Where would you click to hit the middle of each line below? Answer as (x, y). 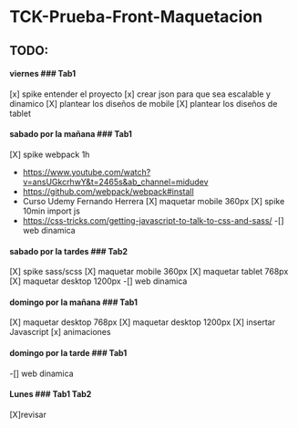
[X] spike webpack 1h (50, 154)
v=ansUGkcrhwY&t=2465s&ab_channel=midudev (115, 182)
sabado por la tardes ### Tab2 (69, 251)
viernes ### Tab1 (42, 74)
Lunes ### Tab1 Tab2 (51, 394)
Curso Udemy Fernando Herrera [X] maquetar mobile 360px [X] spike (154, 201)
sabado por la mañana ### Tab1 (71, 134)
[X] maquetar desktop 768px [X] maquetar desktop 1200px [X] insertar (143, 322)
